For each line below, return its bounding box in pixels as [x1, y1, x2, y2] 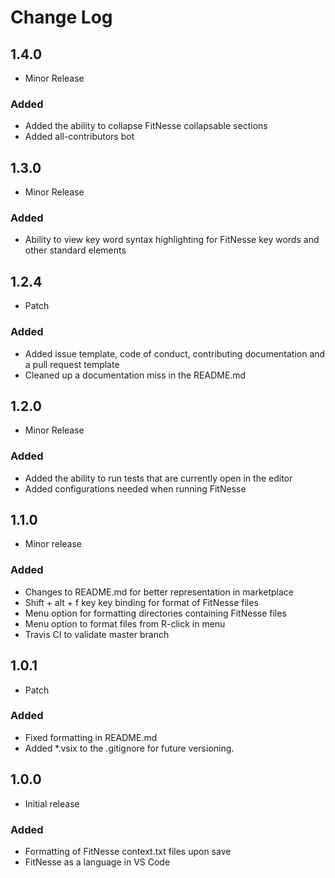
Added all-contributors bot [24, 131, 135, 143]
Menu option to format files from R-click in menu [24, 617, 226, 630]
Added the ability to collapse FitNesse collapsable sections [24, 120, 268, 132]
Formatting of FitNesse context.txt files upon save [24, 845, 232, 857]
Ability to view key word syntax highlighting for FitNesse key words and [24, 234, 320, 246]
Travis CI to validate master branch [24, 628, 170, 640]
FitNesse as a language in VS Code [24, 856, 171, 868]
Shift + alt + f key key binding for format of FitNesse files [24, 596, 259, 608]
